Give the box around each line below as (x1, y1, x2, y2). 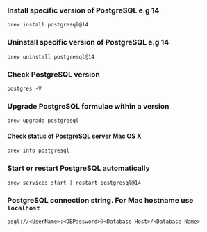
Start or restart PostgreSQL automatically (7, 163, 151, 173)
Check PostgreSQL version (7, 69, 101, 79)
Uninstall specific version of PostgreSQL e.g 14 (7, 38, 169, 47)
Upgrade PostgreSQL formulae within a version (7, 101, 169, 111)
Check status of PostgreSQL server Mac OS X (7, 132, 142, 140)
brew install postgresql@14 (7, 22, 89, 29)
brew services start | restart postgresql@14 (7, 179, 141, 186)
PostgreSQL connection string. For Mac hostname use (7, 195, 194, 205)
